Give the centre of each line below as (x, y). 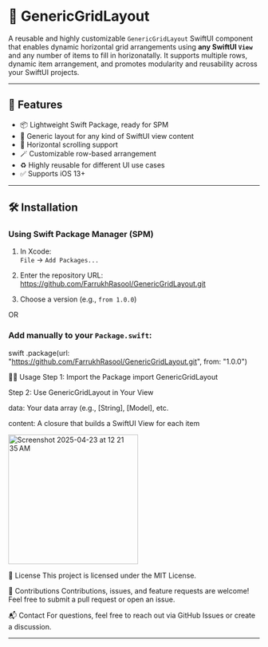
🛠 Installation (43, 208)
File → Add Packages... (59, 260)
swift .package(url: (39, 353)
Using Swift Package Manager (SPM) (81, 235)
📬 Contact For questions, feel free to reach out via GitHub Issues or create (132, 615)
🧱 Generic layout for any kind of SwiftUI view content (106, 136)
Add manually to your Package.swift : (80, 336)
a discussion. (30, 626)
